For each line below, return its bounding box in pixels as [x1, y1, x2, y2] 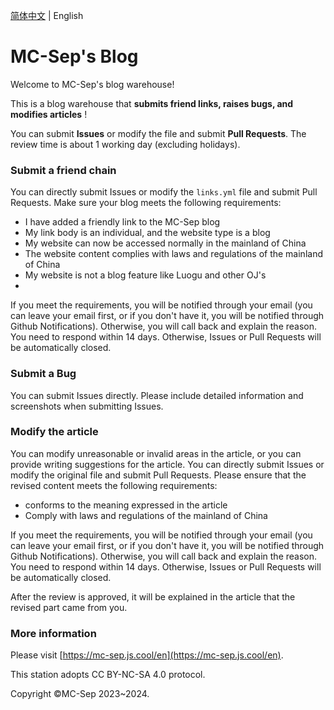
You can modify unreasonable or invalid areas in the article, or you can [10, 447, 302, 459]
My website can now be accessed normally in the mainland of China [24, 237, 307, 249]
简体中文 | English [10, 10, 84, 21]
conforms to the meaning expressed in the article [24, 499, 228, 511]
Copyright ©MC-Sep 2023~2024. [10, 688, 150, 700]
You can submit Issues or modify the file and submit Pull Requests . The [10, 127, 307, 139]
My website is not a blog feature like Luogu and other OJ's [24, 269, 267, 281]
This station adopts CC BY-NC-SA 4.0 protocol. [10, 669, 206, 681]
